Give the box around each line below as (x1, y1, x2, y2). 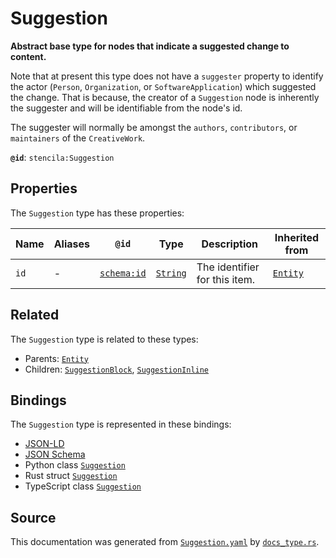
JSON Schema (24, 448, 86, 461)
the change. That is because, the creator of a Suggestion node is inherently (10, 91, 320, 103)
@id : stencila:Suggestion (10, 151, 115, 163)
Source (10, 509, 57, 526)
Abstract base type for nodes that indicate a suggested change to (10, 40, 290, 52)
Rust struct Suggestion (24, 470, 118, 482)
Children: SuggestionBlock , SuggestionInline (24, 363, 210, 375)
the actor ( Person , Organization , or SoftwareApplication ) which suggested (10, 80, 317, 92)
